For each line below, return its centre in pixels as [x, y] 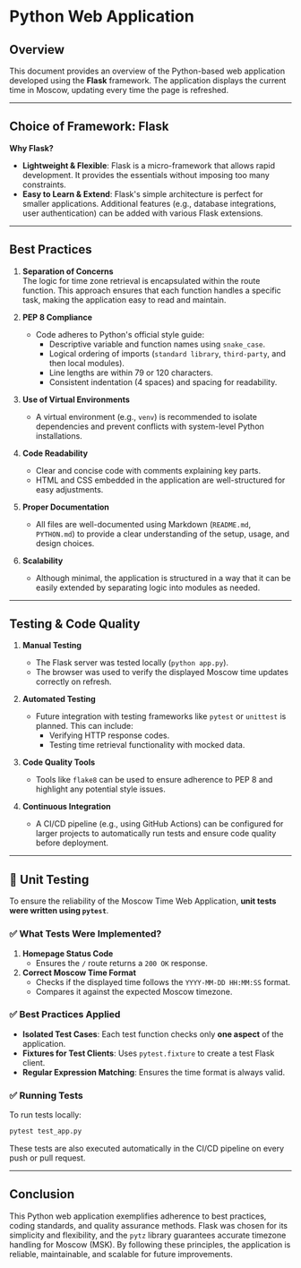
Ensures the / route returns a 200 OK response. [122, 963]
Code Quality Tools [59, 762]
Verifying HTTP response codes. [109, 735]
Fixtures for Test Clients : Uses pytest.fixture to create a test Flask [148, 1053]
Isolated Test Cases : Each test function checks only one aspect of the [153, 1034]
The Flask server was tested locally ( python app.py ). [132, 663]
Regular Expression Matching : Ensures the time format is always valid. [154, 1072]
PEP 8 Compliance [57, 317]
